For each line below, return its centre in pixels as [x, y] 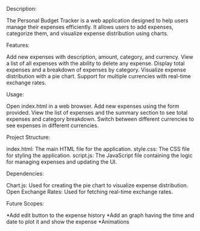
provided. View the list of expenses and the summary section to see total [97, 112]
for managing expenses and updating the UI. [62, 162]
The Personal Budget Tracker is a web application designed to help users [97, 20]
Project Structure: [28, 137]
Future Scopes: [25, 203]
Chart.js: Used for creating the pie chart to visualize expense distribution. [97, 185]
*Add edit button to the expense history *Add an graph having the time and [100, 215]
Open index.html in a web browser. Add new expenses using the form [93, 106]
